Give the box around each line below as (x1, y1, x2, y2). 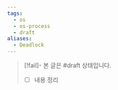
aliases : (7, 35, 32, 42)
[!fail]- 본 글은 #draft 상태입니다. (23, 61, 112, 69)
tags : (7, 10, 23, 17)
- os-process (13, 22, 51, 29)
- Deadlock (13, 42, 45, 48)
